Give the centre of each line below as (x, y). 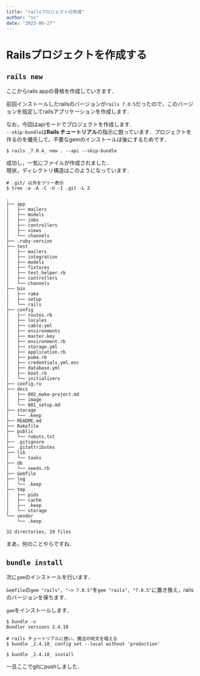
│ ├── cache (24, 500)
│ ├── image (24, 400)
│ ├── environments (33, 331)
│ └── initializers (33, 379)
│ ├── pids (23, 495)
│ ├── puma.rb (27, 358)
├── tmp (16, 490)
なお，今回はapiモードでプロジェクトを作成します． (71, 124)
